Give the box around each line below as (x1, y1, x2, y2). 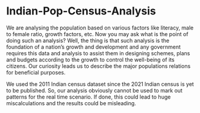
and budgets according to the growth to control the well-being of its (6, 56, 175, 63)
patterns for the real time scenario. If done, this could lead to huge (6, 93, 171, 100)
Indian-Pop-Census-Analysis (6, 4, 157, 18)
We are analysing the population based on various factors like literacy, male (6, 24, 194, 31)
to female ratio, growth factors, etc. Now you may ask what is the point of (6, 30, 189, 37)
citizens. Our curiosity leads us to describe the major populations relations (6, 62, 191, 70)
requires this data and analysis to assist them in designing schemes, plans (6, 49, 190, 56)
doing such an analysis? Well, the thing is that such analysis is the (6, 37, 170, 44)
